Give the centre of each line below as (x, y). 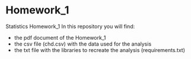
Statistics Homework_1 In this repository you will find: (70, 26)
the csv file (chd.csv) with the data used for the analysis (83, 44)
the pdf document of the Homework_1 (60, 37)
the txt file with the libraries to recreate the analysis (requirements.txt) (99, 50)
